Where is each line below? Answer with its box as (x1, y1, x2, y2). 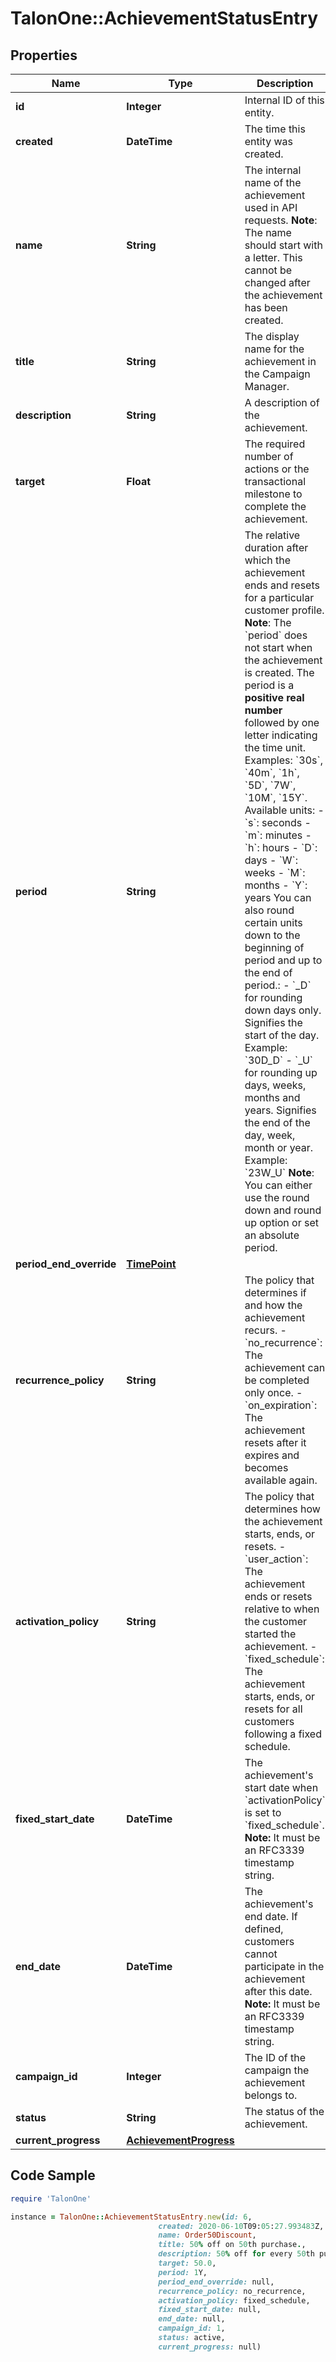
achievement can (244, 1361, 326, 1374)
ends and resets (244, 578, 320, 592)
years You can (244, 891, 312, 904)
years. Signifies (244, 1103, 317, 1117)
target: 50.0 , (158, 2258, 217, 2269)
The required (244, 437, 306, 451)
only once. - (244, 1386, 303, 1399)
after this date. (244, 1985, 313, 1998)
